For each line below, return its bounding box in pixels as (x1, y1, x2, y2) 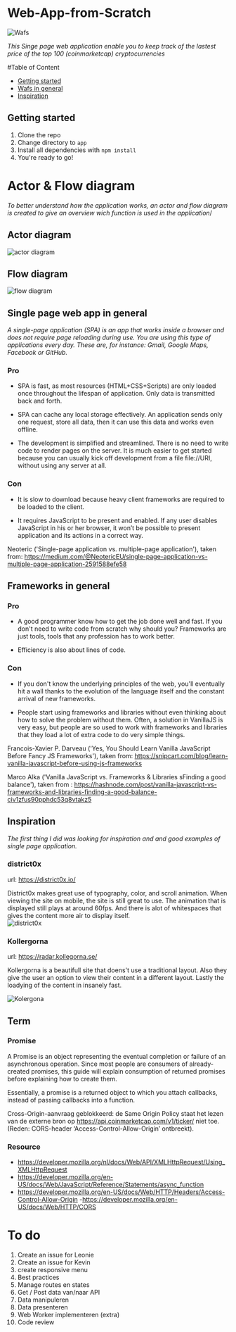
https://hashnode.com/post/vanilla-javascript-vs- (74, 780, 218, 788)
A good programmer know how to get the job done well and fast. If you (17, 617, 223, 626)
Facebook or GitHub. (7, 348, 68, 357)
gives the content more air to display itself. (7, 911, 131, 919)
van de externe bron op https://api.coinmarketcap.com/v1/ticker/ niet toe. (7, 1117, 220, 1125)
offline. (17, 425, 39, 434)
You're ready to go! (17, 153, 74, 161)
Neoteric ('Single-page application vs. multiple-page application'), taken (7, 544, 216, 553)
